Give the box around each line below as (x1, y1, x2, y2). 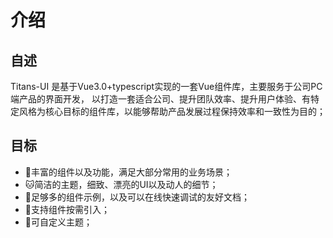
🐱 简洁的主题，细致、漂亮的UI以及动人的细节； (24, 178, 219, 190)
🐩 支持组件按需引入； (24, 203, 110, 215)
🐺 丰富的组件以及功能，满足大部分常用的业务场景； (24, 166, 233, 178)
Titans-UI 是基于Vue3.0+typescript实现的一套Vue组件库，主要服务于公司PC (10, 81, 323, 92)
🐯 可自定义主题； (24, 216, 93, 228)
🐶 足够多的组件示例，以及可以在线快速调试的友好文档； (24, 191, 250, 203)
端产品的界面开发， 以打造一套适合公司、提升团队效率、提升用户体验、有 (10, 93, 311, 105)
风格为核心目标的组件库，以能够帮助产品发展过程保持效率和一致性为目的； (18, 106, 326, 117)
